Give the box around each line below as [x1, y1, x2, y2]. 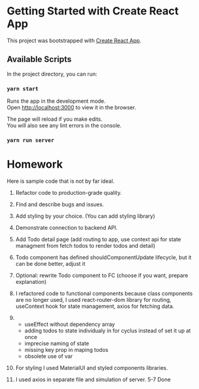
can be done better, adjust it [15, 260, 86, 267]
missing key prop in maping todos [24, 346, 109, 353]
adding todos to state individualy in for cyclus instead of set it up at [24, 326, 191, 334]
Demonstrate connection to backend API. [15, 224, 118, 231]
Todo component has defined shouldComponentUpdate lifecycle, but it [15, 254, 192, 261]
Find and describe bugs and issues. [15, 200, 104, 208]
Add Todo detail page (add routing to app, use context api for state [15, 236, 182, 243]
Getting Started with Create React [7, 4, 179, 18]
